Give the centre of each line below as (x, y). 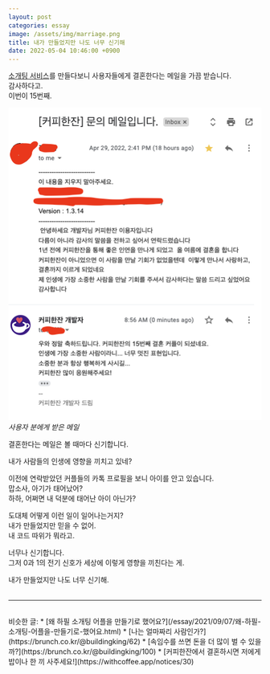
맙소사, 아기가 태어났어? (45, 488)
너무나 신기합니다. (37, 552)
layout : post (30, 17)
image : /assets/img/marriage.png (64, 34)
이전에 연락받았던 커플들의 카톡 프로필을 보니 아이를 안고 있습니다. (111, 478)
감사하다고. (26, 86)
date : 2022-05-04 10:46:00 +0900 (64, 51)
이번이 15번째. (30, 96)
